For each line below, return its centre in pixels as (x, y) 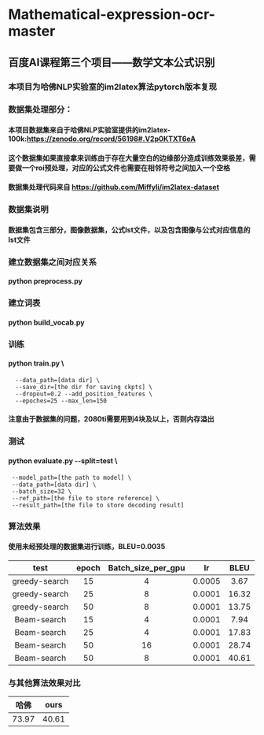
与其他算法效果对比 (44, 683)
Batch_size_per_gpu (147, 567)
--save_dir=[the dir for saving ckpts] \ (84, 387)
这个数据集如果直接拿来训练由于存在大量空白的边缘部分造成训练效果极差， (128, 158)
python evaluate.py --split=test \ (63, 460)
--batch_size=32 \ (42, 491)
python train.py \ (36, 363)
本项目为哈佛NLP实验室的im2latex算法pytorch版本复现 (113, 87)
